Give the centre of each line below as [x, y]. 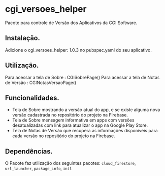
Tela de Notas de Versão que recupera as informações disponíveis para [85, 131]
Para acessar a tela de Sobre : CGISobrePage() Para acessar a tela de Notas [82, 77]
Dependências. [29, 151]
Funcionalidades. [32, 98]
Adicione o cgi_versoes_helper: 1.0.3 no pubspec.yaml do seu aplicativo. [78, 50]
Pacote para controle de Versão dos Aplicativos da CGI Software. [71, 23]
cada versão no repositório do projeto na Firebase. [64, 136]
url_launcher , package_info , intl [39, 169]
